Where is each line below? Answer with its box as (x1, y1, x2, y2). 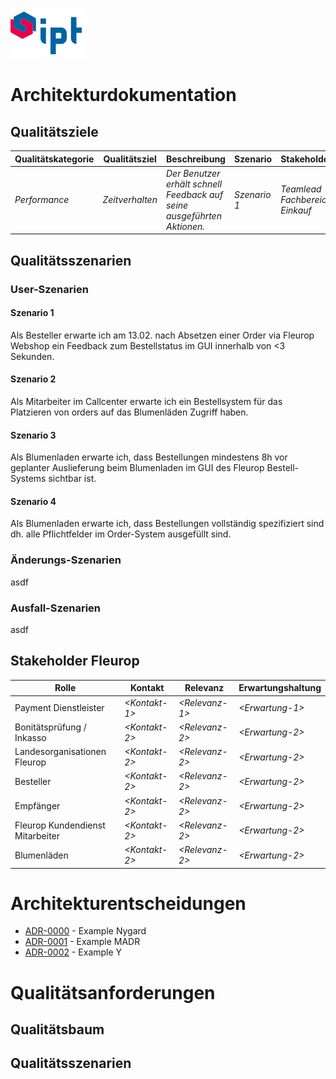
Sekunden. (10, 350, 55, 362)
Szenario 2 (10, 373, 57, 385)
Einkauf (280, 204, 312, 217)
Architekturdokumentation (10, 84, 237, 107)
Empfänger (14, 800, 61, 812)
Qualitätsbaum (10, 1021, 105, 1038)
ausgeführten (165, 209, 222, 222)
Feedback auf (165, 188, 224, 200)
